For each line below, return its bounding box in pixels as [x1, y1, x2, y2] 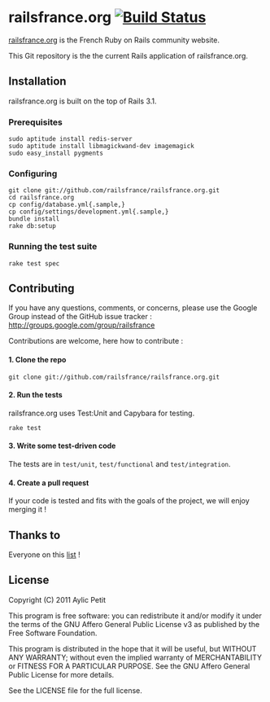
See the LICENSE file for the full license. [8, 685, 142, 695]
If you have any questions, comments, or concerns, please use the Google [8, 303, 258, 313]
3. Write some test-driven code [8, 441, 116, 451]
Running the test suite [8, 241, 98, 252]
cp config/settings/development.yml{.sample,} [8, 208, 169, 216]
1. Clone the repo [8, 355, 67, 365]
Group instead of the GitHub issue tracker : [8, 312, 152, 322]
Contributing [8, 282, 75, 296]
